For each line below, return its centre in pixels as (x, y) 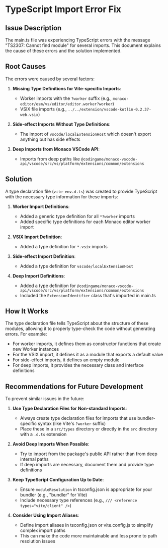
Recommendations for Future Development (74, 386)
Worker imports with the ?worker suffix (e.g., (66, 98)
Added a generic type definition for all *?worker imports (77, 216)
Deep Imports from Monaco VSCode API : (56, 149)
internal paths (34, 459)
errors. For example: (26, 334)
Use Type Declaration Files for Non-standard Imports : (70, 408)
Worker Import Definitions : (41, 206)
